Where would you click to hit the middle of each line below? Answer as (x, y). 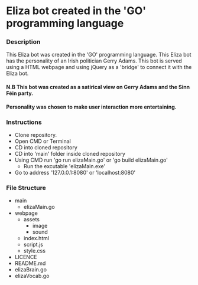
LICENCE (26, 257)
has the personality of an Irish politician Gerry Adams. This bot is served (94, 61)
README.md (30, 263)
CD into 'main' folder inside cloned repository (70, 153)
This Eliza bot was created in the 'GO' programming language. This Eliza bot (99, 55)
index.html (36, 238)
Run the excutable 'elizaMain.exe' (64, 166)
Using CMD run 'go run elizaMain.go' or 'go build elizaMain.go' (91, 160)
